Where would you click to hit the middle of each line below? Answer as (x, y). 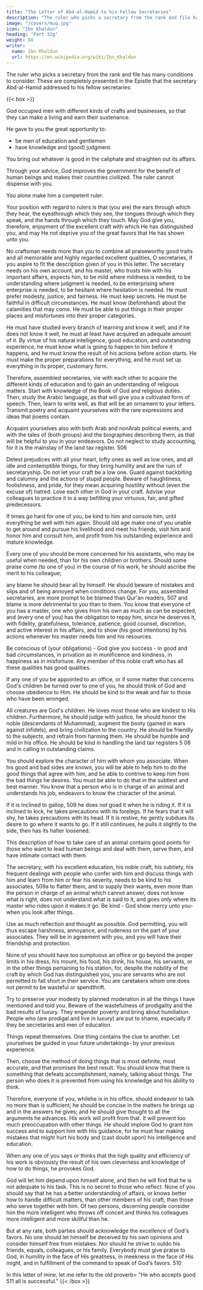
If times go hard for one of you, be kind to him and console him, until (91, 516)
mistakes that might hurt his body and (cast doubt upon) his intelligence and (101, 1137)
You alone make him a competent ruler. (55, 195)
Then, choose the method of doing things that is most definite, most (91, 1061)
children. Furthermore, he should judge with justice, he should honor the (96, 717)
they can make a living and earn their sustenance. (68, 117)
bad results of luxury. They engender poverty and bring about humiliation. (98, 1011)
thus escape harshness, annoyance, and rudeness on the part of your (93, 930)
